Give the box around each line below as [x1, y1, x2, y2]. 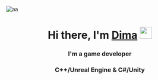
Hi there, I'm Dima [48, 29, 138, 42]
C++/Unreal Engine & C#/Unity [54, 66, 146, 74]
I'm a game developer [68, 50, 132, 58]
